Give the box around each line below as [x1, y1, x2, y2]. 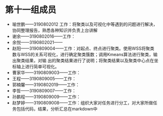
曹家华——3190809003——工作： [12, 70, 81, 75]
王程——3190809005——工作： [12, 75, 76, 81]
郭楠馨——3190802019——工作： [12, 82, 80, 87]
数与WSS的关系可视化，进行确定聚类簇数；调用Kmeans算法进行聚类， [12, 51, 154, 57]
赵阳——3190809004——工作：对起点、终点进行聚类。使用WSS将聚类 [12, 45, 155, 51]
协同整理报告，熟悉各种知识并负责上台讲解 [12, 27, 98, 33]
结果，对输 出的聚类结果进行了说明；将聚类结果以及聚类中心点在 [25, 58, 154, 63]
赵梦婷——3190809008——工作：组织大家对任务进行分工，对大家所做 [12, 100, 153, 105]
